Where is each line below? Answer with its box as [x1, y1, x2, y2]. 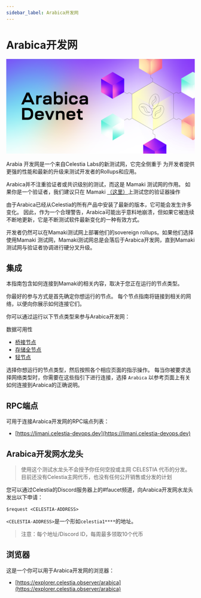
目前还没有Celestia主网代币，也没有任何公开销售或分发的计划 [20, 474, 172, 480]
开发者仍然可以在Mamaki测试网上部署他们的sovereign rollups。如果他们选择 [6, 228, 194, 236]
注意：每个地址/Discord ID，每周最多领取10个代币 [20, 531, 144, 537]
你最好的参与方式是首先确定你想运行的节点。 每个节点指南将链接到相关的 [6, 293, 186, 300]
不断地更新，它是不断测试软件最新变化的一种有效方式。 [6, 216, 142, 223]
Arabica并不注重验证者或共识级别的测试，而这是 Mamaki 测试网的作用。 [6, 180, 184, 188]
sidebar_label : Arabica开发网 [6, 10, 79, 16]
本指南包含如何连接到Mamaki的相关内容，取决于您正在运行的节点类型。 [6, 280, 183, 287]
